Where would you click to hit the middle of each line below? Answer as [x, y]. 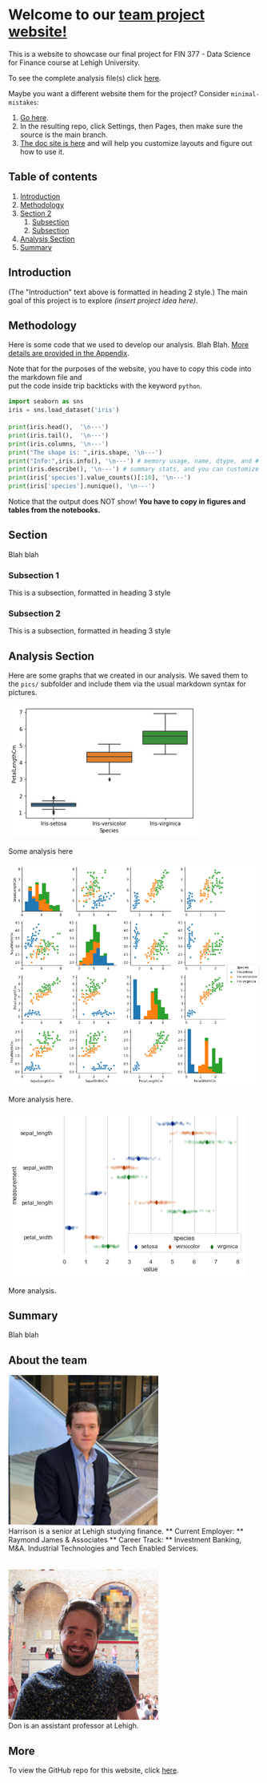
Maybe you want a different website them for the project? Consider [119, 93]
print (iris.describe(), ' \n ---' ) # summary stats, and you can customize [134, 469]
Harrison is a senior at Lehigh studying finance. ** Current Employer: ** [126, 1531]
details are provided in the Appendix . [69, 354]
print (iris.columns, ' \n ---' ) [59, 444]
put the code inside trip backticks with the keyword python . [105, 386]
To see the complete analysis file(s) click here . [85, 78]
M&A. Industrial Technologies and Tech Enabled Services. [104, 1548]
